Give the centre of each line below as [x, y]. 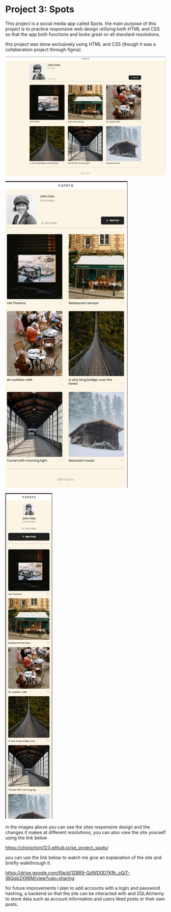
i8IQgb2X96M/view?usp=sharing [40, 878]
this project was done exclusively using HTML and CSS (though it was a [81, 44]
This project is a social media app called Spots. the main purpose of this [81, 23]
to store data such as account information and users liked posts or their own [85, 899]
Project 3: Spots [40, 9]
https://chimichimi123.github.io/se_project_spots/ [57, 848]
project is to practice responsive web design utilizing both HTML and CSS [83, 28]
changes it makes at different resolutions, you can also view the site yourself [85, 832]
